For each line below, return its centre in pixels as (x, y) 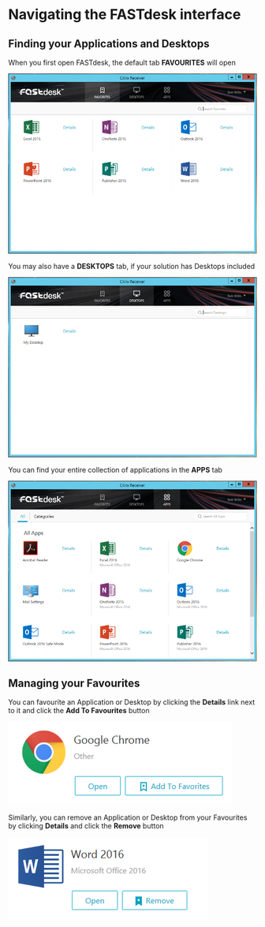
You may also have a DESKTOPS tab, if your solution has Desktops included (132, 267)
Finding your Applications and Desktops (109, 44)
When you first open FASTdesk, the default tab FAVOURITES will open (122, 62)
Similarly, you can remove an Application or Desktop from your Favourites (128, 817)
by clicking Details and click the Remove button (86, 826)
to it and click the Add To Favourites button (79, 711)
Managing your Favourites (74, 684)
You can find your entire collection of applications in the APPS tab (116, 470)
